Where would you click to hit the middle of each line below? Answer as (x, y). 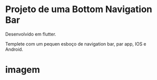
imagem (23, 70)
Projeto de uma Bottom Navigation (79, 9)
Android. (14, 49)
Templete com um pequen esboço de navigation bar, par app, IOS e (76, 44)
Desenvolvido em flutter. (31, 34)
